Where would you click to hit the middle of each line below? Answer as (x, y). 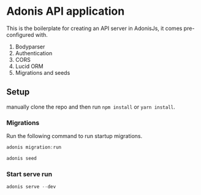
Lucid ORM (29, 66)
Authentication (34, 53)
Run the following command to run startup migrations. (74, 136)
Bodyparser (30, 47)
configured (20, 34)
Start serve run (29, 174)
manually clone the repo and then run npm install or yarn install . (91, 107)
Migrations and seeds (43, 72)
